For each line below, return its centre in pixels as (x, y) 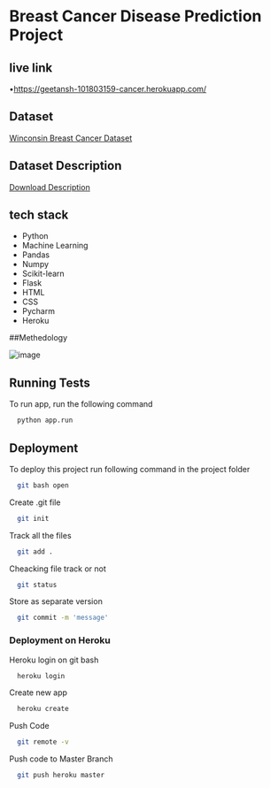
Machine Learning (55, 246)
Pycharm (39, 311)
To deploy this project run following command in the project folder (130, 469)
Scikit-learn (43, 274)
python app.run (45, 421)
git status (37, 585)
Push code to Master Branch (61, 759)
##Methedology (39, 338)
